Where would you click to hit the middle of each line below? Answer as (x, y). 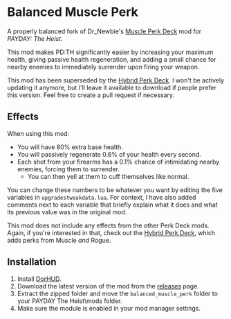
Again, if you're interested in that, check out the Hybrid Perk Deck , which (111, 232)
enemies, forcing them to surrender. (68, 169)
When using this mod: (38, 133)
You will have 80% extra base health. (70, 147)
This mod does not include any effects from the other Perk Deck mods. (108, 225)
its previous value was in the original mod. (67, 212)
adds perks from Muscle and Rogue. (59, 240)
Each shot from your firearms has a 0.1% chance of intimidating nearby (118, 162)
